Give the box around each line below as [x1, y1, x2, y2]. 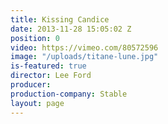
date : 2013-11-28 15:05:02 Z [10, 24, 132, 34]
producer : [10, 80, 52, 90]
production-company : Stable [10, 89, 128, 99]
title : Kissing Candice [10, 14, 110, 25]
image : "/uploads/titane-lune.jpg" [10, 52, 159, 62]
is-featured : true [10, 61, 87, 71]
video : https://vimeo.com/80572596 [10, 42, 159, 53]
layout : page [10, 98, 65, 108]
